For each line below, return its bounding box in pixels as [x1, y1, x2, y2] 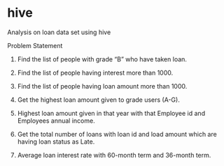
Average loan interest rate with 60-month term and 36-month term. [17, 151, 211, 159]
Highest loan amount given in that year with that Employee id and [17, 109, 205, 117]
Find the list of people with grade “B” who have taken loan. [17, 54, 188, 63]
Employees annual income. [17, 116, 96, 125]
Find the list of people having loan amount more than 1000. [17, 82, 188, 90]
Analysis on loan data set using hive [7, 28, 111, 36]
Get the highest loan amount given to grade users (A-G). [17, 96, 180, 104]
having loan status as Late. [17, 137, 95, 146]
